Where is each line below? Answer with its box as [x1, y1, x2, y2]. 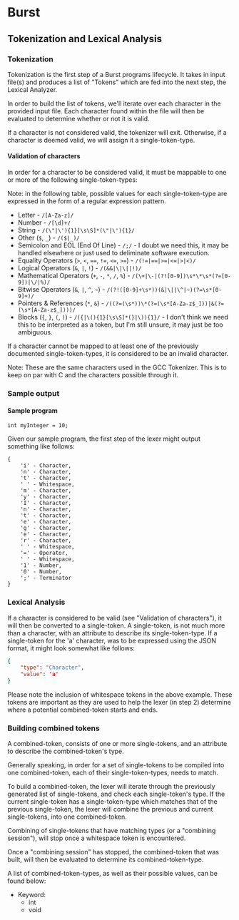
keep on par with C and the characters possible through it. [7, 371, 179, 379]
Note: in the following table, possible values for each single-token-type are [7, 190, 228, 198]
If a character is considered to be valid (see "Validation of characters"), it [7, 613, 223, 622]
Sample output [7, 389, 60, 398]
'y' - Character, [20, 494, 72, 501]
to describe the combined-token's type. [7, 747, 125, 756]
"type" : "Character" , [20, 664, 84, 671]
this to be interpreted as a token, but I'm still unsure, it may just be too [17, 320, 223, 329]
